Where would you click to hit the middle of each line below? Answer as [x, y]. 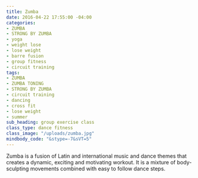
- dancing [18, 100]
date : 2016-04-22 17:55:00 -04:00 [49, 17]
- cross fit [21, 106]
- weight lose [24, 45]
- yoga [14, 39]
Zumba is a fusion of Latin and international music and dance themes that [96, 156]
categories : [21, 23]
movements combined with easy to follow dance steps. [98, 168]
